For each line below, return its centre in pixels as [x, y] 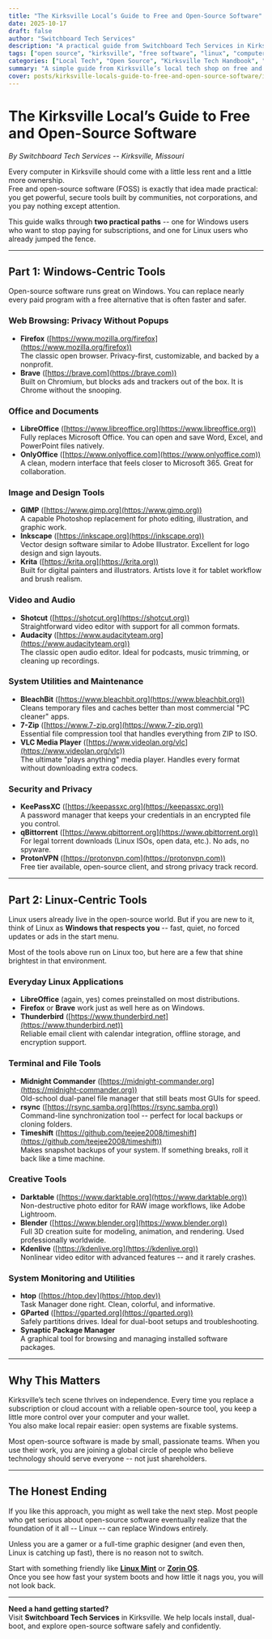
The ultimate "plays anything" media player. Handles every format [130, 759]
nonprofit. [36, 364]
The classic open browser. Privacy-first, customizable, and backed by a [139, 355]
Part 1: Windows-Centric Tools [87, 272]
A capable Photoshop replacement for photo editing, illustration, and [134, 519]
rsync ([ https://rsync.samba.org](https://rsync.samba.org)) [119, 1106]
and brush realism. [51, 579]
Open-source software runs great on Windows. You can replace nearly [126, 291]
